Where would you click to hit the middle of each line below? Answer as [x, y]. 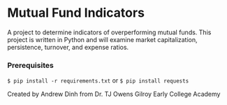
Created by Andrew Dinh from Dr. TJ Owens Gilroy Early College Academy [114, 94]
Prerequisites [30, 65]
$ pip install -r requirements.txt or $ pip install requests [98, 80]
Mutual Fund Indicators [76, 13]
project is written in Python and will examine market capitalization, [102, 39]
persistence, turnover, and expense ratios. [68, 47]
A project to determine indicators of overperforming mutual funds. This [109, 32]
